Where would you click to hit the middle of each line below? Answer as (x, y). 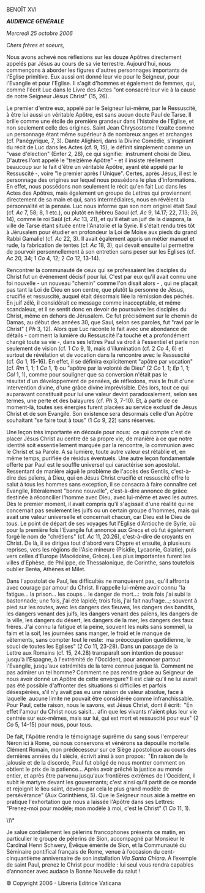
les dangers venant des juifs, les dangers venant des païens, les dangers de (102, 614)
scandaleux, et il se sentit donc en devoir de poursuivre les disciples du (96, 309)
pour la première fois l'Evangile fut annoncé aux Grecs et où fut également (100, 530)
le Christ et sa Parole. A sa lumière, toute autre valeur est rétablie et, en (96, 452)
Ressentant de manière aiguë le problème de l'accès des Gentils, (88, 471)
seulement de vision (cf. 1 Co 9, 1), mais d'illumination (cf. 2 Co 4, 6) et (95, 348)
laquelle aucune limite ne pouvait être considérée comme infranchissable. (100, 698)
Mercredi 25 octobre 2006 (40, 33)
